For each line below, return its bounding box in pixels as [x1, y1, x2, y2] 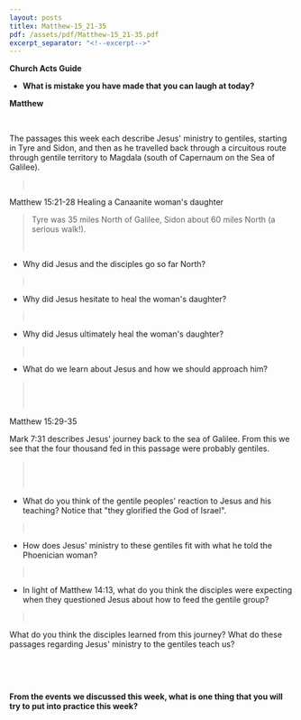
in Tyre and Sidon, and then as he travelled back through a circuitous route [9, 143, 287, 153]
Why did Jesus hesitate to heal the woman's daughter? [22, 294, 227, 305]
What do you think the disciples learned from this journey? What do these [9, 629, 282, 641]
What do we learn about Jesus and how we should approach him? [22, 364, 269, 374]
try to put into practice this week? [9, 701, 138, 712]
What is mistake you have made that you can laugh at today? [22, 80, 255, 91]
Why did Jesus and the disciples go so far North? [22, 259, 206, 270]
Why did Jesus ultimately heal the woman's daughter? [22, 328, 223, 339]
